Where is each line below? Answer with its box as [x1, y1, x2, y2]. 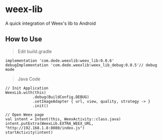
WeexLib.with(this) [5, 90, 47, 95]
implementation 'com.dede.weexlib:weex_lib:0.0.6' [5, 58, 114, 63]
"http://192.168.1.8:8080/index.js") [5, 125, 85, 130]
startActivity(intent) [5, 130, 53, 135]
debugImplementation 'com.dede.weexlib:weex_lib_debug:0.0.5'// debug [5, 62, 157, 68]
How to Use [5, 35, 43, 43]
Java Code [17, 76, 40, 82]
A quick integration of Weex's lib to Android [5, 20, 96, 26]
